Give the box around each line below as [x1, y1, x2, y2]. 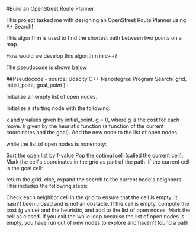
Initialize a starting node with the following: [6, 105, 111, 112]
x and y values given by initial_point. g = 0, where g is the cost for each [6, 116, 179, 123]
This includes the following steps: [6, 183, 88, 189]
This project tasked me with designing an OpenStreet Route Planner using [6, 17, 187, 23]
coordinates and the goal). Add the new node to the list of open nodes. [6, 129, 179, 136]
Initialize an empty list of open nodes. [6, 93, 98, 100]
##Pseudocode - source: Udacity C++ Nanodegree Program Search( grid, [6, 76, 187, 82]
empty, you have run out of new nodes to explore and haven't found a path [6, 220, 189, 226]
